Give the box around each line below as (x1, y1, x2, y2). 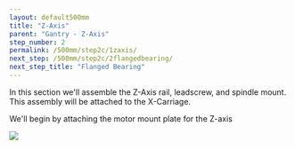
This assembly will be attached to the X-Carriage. (9, 96, 192, 106)
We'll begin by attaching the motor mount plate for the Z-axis (9, 113, 234, 124)
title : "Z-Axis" (9, 21, 70, 30)
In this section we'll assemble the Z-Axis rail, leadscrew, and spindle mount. (9, 86, 287, 98)
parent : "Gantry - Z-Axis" (9, 29, 110, 38)
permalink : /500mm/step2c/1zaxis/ (9, 46, 138, 55)
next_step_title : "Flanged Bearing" (9, 63, 145, 72)
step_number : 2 (9, 37, 66, 47)
